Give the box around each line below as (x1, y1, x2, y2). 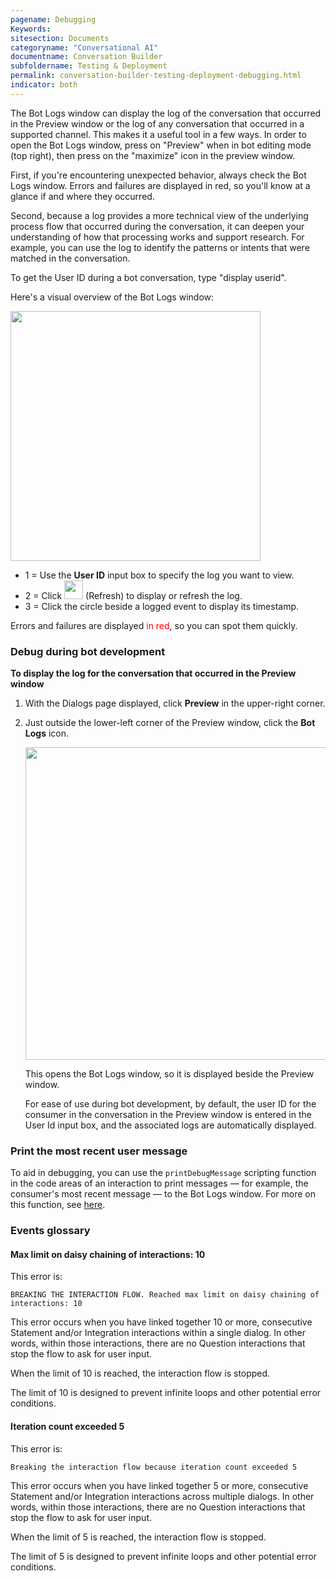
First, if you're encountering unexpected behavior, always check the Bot (10, 169, 307, 181)
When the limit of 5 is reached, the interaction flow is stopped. (10, 1531, 267, 1543)
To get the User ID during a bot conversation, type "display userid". (10, 271, 287, 283)
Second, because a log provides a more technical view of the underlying (10, 209, 309, 221)
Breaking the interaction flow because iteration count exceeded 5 (10, 1462, 298, 1472)
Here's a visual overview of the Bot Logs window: (10, 291, 215, 303)
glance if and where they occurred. (10, 190, 155, 202)
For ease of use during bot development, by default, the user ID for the (24, 1098, 317, 1110)
